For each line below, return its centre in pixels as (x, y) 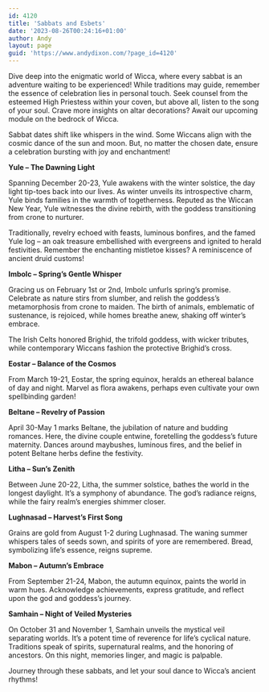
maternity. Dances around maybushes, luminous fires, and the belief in (125, 445)
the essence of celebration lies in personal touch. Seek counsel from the (128, 93)
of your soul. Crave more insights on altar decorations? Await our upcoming (133, 110)
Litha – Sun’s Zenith (42, 469)
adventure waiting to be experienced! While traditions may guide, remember (134, 85)
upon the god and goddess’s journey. (70, 598)
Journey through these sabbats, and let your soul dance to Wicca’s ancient (132, 671)
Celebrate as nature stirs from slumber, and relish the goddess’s (114, 298)
